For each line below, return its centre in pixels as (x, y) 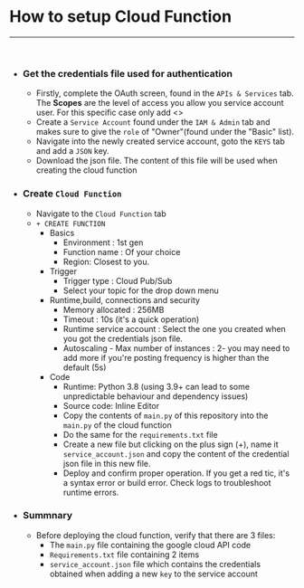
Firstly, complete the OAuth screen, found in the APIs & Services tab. (165, 93)
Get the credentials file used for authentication (128, 73)
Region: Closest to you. (106, 261)
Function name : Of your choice (122, 251)
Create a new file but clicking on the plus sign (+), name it (171, 444)
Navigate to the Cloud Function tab (101, 213)
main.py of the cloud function (117, 425)
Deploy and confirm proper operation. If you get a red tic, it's (176, 473)
